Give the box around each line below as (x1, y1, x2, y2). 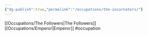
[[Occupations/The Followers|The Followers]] (4, 20, 97, 26)
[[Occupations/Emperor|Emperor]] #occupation (4, 25, 101, 31)
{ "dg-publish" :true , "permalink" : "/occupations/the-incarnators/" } (4, 7, 143, 12)
